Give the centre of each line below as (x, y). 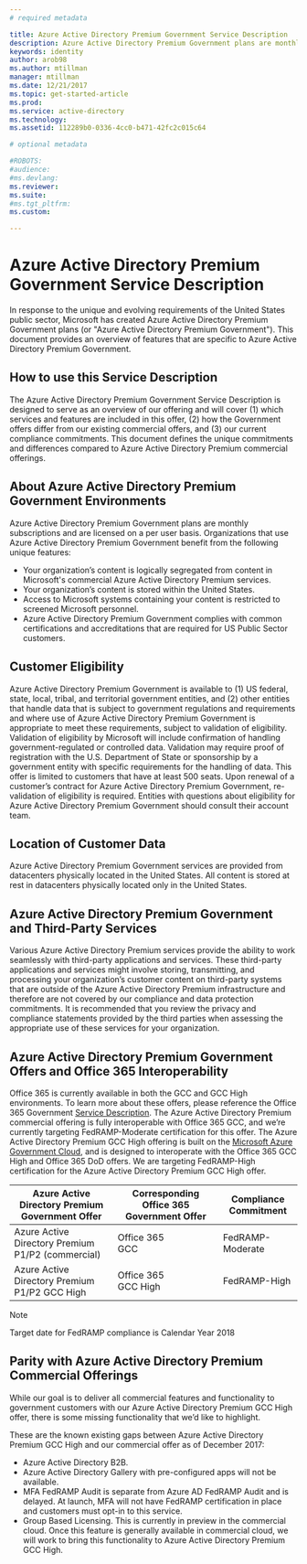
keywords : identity (47, 51)
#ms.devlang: (34, 178)
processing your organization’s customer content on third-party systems (146, 980)
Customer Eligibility (67, 667)
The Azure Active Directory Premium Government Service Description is (145, 400)
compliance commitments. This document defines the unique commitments (152, 438)
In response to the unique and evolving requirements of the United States (148, 310)
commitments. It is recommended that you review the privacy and (133, 1009)
